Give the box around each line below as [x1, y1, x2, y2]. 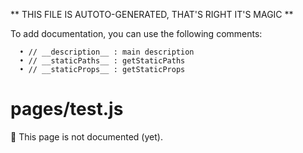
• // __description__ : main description [19, 47, 195, 57]
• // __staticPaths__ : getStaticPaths [19, 56, 186, 66]
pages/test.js [10, 98, 124, 121]
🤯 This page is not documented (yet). [10, 130, 163, 143]
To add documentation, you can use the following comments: [10, 28, 263, 39]
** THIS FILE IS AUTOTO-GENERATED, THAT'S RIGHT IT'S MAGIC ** [10, 9, 294, 20]
